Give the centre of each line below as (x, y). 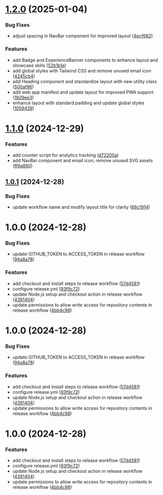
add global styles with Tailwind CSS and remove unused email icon (82, 70)
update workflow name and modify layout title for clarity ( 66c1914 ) (81, 207)
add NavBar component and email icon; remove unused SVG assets (83, 161)
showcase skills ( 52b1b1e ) (39, 65)
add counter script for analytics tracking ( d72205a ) (66, 155)
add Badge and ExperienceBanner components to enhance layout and (85, 60)
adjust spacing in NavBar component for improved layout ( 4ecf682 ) (83, 36)
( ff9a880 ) (22, 166)
